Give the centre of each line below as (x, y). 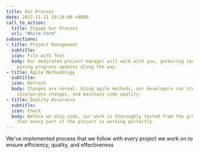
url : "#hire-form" (34, 34)
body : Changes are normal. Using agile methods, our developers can (98, 89)
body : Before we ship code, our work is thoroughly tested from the (98, 116)
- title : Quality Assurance (41, 100)
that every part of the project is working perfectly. (86, 122)
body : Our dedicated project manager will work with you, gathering (98, 61)
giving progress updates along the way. (67, 67)
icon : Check (26, 111)
